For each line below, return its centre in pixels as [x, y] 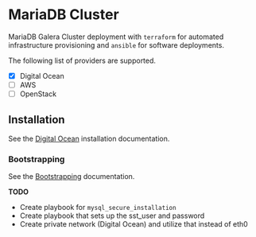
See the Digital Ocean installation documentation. [89, 138]
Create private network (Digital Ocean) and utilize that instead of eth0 [134, 224]
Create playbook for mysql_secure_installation [98, 208]
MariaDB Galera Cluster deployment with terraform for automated [116, 37]
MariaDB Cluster [64, 15]
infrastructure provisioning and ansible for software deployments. [116, 45]
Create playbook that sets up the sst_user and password [112, 216]
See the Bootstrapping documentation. [72, 177]
